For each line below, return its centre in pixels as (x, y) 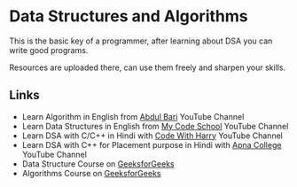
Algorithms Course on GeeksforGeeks (91, 173)
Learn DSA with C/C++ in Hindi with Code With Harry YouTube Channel (152, 136)
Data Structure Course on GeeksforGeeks (98, 164)
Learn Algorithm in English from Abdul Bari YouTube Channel (133, 116)
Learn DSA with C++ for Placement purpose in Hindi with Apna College (152, 144)
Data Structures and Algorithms (129, 16)
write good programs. (49, 50)
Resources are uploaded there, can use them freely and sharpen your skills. (148, 67)
